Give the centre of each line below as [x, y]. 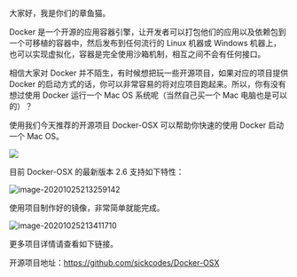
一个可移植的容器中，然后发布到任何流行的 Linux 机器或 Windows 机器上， [145, 43]
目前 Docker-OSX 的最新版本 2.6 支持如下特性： [97, 172]
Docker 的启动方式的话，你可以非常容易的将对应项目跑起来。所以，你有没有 [148, 84]
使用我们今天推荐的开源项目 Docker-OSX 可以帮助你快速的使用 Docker [138, 125]
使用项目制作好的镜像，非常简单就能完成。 [87, 208]
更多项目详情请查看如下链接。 [63, 244]
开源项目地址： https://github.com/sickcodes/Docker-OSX [114, 263]
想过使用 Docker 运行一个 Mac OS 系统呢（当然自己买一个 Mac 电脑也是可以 [148, 95]
